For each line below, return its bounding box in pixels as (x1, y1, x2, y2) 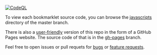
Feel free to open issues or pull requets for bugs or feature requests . (5, 44, 145, 50)
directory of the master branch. (5, 20, 69, 25)
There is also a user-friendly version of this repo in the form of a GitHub (5, 29, 152, 35)
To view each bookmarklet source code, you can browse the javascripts (5, 14, 152, 20)
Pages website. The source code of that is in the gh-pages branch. (5, 35, 142, 40)
